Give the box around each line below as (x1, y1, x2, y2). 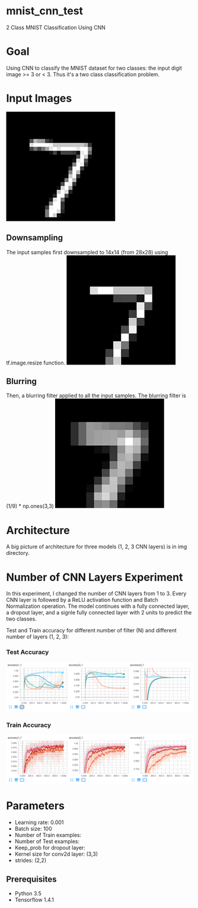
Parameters (6, 799, 65, 813)
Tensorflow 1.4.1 (14, 896, 55, 903)
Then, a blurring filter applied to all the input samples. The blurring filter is (6, 392, 187, 400)
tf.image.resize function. (6, 359, 65, 366)
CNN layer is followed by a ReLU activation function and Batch (6, 597, 158, 604)
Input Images (6, 92, 72, 105)
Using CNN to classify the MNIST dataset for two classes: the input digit (6, 64, 183, 71)
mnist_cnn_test (6, 4, 84, 18)
